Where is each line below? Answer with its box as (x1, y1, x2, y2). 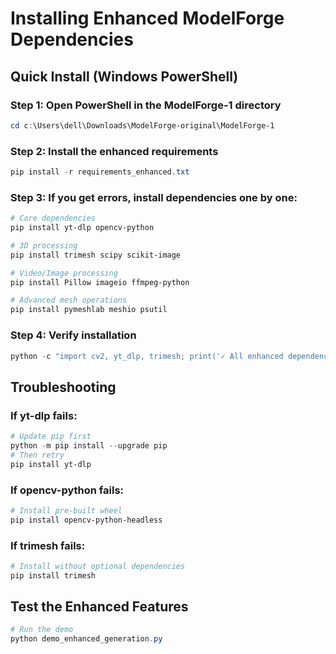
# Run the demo (10, 625, 74, 635)
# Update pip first (10, 432, 92, 442)
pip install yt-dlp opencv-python (10, 223, 155, 233)
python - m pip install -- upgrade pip (10, 440, 168, 451)
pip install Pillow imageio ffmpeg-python (10, 277, 190, 287)
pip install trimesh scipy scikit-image (10, 250, 182, 260)
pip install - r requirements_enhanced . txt (10, 167, 190, 177)
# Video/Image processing (10, 268, 118, 278)
